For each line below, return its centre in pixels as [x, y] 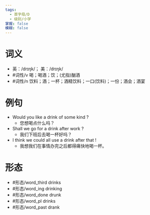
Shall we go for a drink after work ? [48, 129]
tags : [11, 10]
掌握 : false [17, 24]
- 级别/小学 [20, 19]
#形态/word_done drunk [37, 195]
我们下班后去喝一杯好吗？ [46, 134]
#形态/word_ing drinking [37, 188]
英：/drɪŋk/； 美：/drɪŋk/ [38, 69]
